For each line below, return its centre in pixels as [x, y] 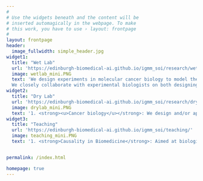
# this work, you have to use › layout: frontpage [71, 29]
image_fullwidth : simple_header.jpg [58, 51]
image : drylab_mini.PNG [41, 107]
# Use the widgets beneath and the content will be [72, 18]
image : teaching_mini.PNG [44, 136]
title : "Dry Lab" [34, 96]
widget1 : [17, 57]
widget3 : [17, 119]
